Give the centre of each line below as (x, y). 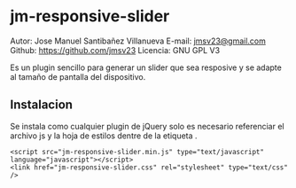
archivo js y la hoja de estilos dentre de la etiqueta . (104, 136)
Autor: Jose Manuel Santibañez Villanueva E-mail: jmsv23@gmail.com (138, 41)
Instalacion (42, 105)
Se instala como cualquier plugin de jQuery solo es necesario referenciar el (147, 126)
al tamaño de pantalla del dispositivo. (78, 76)
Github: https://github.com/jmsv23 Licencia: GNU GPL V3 (115, 50)
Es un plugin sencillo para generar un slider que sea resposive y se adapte (146, 67)
